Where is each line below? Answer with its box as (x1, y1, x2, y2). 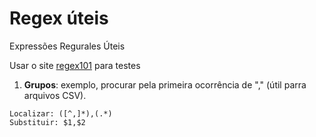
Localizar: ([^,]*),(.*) (9, 108, 113, 119)
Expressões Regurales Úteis (9, 40, 126, 52)
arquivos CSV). (23, 89, 87, 101)
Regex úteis (9, 7, 109, 30)
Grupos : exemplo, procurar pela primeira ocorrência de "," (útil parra (23, 78, 307, 91)
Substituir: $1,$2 (9, 117, 86, 127)
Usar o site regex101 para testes (9, 59, 141, 71)
